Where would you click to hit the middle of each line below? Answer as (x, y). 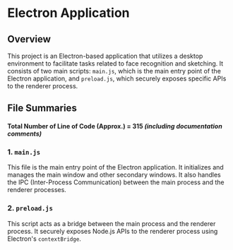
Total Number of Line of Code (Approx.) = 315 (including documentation (115, 126)
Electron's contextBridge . (44, 239)
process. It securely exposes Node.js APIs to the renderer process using (113, 231)
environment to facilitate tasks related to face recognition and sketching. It (115, 64)
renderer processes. (37, 190)
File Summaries (42, 108)
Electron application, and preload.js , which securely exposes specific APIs (117, 78)
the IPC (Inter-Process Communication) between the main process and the (116, 182)
